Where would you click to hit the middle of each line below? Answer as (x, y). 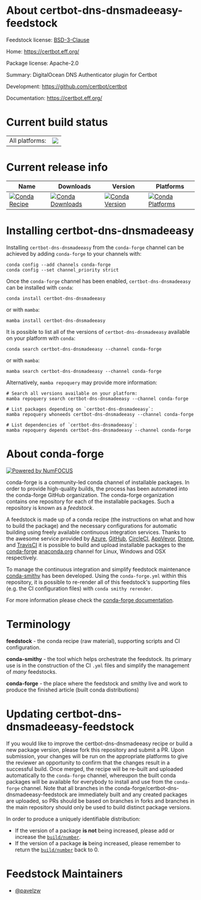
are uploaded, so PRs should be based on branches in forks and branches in (100, 801)
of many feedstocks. (32, 672)
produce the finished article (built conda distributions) (73, 690)
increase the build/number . (48, 837)
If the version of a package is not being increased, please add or (95, 830)
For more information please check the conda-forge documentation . (90, 600)
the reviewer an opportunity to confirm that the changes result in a (88, 763)
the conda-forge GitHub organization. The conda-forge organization (90, 495)
